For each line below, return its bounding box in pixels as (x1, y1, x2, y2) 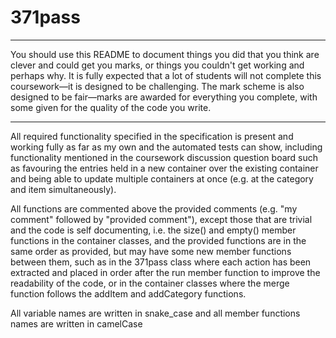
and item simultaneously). (10, 183, 117, 195)
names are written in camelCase (10, 317, 143, 330)
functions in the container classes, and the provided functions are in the (10, 234, 307, 246)
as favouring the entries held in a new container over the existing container (10, 162, 319, 174)
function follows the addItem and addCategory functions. (10, 287, 247, 300)
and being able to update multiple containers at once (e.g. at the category (10, 172, 314, 185)
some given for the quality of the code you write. (10, 101, 212, 113)
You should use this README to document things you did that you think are (10, 48, 320, 60)
